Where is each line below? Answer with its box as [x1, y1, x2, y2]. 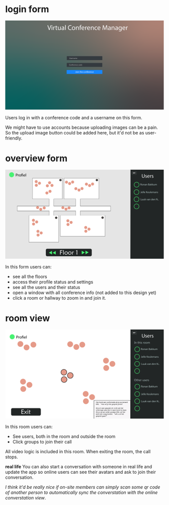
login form [5, 4, 49, 15]
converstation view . [5, 494, 46, 500]
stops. [5, 454, 19, 460]
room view [5, 313, 50, 324]
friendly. [5, 135, 23, 141]
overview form [5, 153, 68, 164]
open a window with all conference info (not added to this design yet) [12, 290, 157, 296]
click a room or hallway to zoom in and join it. [12, 295, 107, 301]
